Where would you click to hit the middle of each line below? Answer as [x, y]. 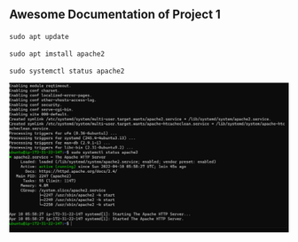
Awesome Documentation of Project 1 [115, 15]
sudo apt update [39, 36]
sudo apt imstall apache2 [57, 54]
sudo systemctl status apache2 [67, 71]
